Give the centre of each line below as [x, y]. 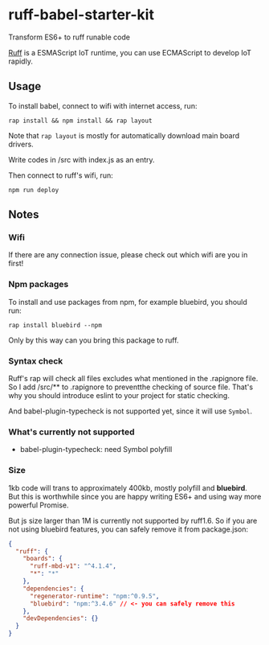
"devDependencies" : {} [61, 618]
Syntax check [36, 361]
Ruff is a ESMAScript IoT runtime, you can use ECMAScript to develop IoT [130, 52]
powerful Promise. [39, 505]
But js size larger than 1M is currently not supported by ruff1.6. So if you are [133, 520]
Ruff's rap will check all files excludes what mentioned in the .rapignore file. [133, 379]
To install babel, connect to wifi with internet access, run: [103, 105]
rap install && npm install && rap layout [80, 121]
